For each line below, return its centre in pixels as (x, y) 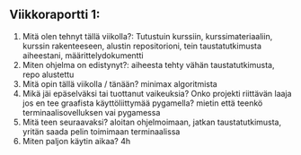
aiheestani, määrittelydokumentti (83, 55)
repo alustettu (48, 74)
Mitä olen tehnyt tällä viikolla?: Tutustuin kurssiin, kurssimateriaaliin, (147, 36)
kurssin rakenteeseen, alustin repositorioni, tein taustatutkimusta (142, 46)
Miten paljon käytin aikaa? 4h (76, 141)
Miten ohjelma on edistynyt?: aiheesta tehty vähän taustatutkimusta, (148, 65)
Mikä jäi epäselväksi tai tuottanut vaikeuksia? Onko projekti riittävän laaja (157, 93)
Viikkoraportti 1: (55, 15)
